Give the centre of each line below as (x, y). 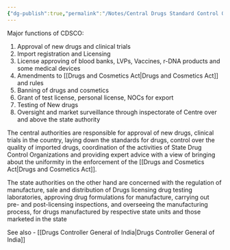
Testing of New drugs (48, 104)
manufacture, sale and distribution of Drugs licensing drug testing (100, 190)
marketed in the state (37, 219)
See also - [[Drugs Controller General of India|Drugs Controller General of (111, 232)
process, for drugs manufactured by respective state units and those (104, 212)
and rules (30, 82)
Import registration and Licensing (64, 54)
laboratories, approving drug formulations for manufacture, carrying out (108, 197)
